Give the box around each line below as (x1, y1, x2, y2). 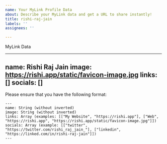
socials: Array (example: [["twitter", (5, 123, 88, 128)
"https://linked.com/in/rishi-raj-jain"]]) (5, 131, 97, 137)
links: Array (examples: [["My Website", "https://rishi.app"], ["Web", (5, 114, 159, 119)
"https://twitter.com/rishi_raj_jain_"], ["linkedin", (5, 127, 121, 132)
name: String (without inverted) (5, 105, 75, 110)
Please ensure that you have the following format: (5, 91, 107, 97)
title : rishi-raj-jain (5, 16, 52, 21)
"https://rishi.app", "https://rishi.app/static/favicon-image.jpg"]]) (5, 118, 157, 123)
